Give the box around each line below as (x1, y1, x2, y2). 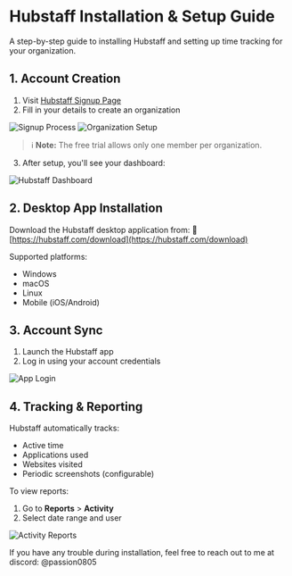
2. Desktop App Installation (9, 201, 163, 216)
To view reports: (9, 486, 69, 497)
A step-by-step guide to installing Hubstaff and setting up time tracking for (9, 36, 283, 46)
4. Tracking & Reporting (9, 399, 143, 414)
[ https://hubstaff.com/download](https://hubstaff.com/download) (9, 234, 248, 245)
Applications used (21, 449, 89, 461)
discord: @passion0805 (9, 556, 97, 568)
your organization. (9, 45, 77, 55)
